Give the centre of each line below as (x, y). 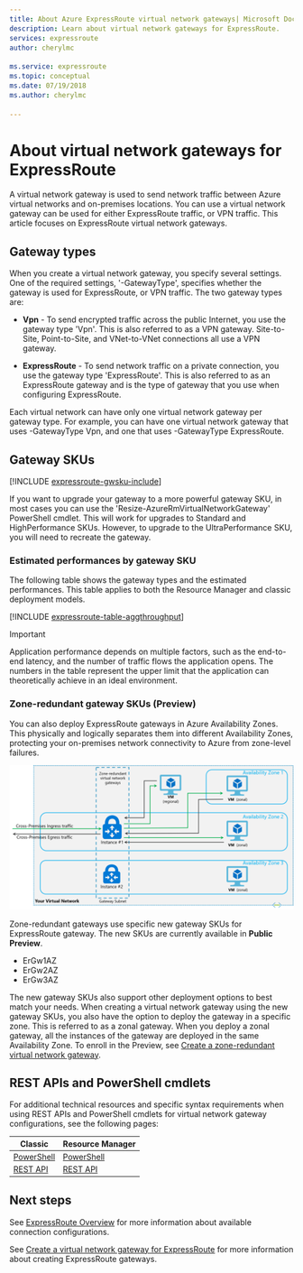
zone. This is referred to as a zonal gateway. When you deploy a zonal (140, 1026)
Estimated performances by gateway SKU (103, 560)
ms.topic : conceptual (50, 77)
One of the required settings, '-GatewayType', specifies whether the (136, 283)
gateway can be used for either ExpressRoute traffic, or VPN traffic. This (144, 214)
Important (28, 634)
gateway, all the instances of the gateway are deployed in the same (134, 1035)
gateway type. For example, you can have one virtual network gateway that (149, 422)
